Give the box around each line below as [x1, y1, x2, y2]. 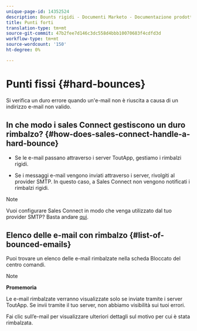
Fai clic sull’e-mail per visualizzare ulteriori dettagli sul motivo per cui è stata [6, 313, 191, 320]
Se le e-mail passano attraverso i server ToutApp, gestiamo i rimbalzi [14, 154, 182, 161]
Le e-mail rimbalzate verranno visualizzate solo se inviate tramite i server [6, 295, 183, 303]
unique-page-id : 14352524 [6, 8, 69, 15]
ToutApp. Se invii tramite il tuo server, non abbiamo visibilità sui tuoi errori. [6, 302, 186, 309]
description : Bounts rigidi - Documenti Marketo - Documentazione [6, 14, 172, 20]
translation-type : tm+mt [6, 25, 67, 31]
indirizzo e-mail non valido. [6, 103, 72, 110]
